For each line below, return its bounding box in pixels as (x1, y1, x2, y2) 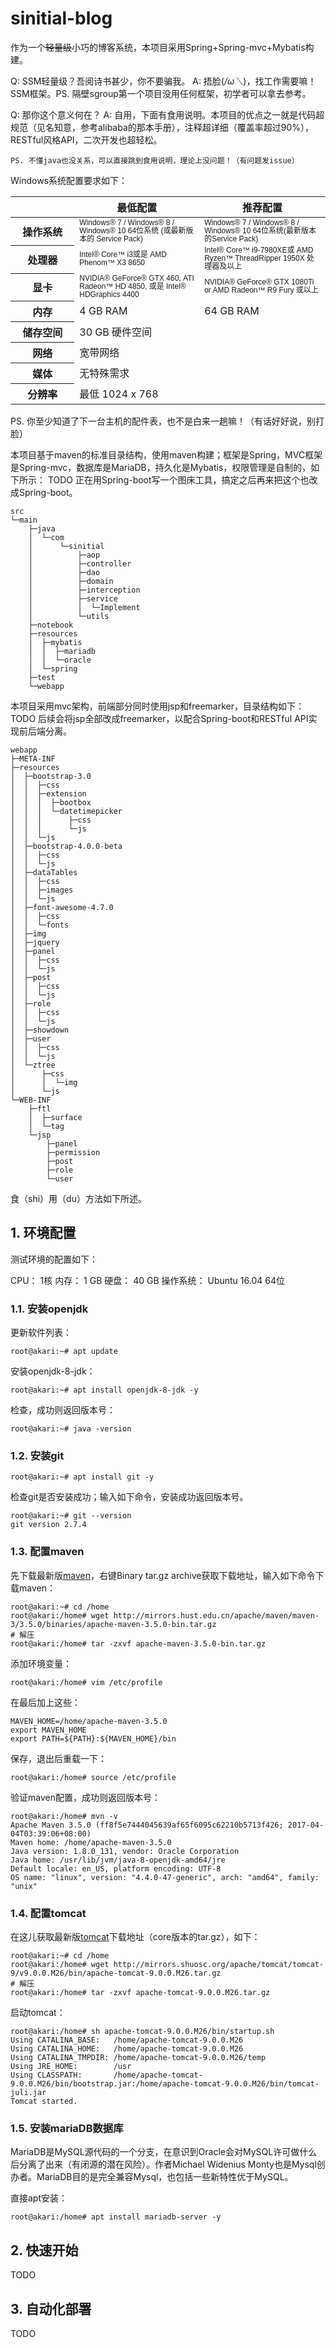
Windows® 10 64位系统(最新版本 (204, 225, 317, 236)
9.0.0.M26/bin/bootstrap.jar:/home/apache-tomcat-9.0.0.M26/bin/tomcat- (10, 2079, 320, 2089)
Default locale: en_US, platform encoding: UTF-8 (10, 1863, 222, 1874)
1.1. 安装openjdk (10, 1302, 89, 1316)
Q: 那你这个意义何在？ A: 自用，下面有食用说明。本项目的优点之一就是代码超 (10, 108, 325, 121)
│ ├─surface (28, 1113, 83, 1123)
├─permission (46, 1148, 101, 1158)
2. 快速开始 (10, 2242, 79, 2259)
